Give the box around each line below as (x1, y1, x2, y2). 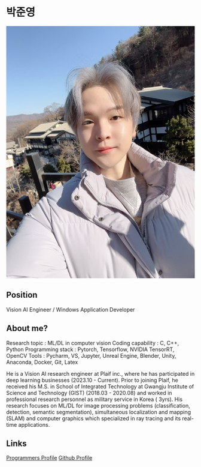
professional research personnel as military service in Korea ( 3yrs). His (6, 396, 183, 403)
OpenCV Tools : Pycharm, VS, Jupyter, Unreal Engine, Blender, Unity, (6, 352, 176, 359)
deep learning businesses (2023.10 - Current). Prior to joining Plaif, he (6, 376, 178, 384)
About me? (6, 324, 48, 334)
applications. (18, 421, 50, 428)
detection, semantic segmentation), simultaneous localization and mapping (6, 408, 191, 415)
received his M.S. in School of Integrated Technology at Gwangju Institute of (6, 382, 194, 390)
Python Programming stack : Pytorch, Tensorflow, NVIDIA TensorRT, (6, 346, 175, 353)
